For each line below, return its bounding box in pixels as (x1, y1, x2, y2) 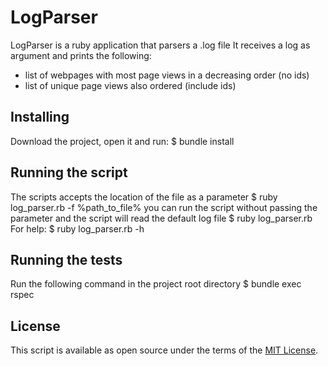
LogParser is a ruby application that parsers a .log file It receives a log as (10, 39, 311, 51)
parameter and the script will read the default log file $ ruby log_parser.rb (10, 212, 313, 224)
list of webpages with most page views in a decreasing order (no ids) (24, 69, 310, 81)
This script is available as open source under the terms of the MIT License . (10, 344, 319, 356)
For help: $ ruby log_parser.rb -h (10, 222, 145, 235)
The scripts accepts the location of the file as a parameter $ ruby (10, 191, 278, 203)
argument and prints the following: (10, 49, 152, 61)
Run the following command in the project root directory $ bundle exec (10, 278, 302, 290)
